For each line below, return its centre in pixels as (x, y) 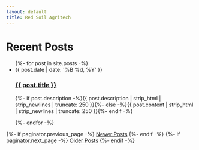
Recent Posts (40, 47)
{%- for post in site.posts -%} (52, 63)
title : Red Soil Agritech (38, 17)
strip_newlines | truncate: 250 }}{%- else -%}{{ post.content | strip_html (104, 105)
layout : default (26, 12)
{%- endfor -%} (34, 123)
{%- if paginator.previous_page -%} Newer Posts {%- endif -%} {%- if (93, 134)
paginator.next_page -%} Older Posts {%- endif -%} (70, 140)
